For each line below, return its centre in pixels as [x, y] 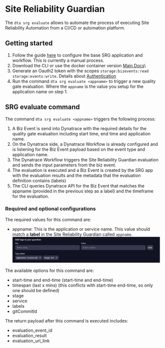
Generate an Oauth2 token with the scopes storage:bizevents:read [80, 71]
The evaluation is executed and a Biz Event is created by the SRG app [82, 170]
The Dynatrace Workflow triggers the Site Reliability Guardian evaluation [85, 160]
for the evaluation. [30, 196]
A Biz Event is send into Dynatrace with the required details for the [79, 128]
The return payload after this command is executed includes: [67, 321]
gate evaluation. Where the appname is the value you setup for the [78, 86]
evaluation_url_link [31, 341]
